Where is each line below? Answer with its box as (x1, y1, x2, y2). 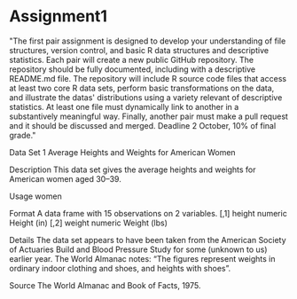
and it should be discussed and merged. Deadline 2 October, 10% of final (9, 120, 277, 130)
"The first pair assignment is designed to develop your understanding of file (9, 35, 286, 46)
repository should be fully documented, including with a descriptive (9, 64, 255, 75)
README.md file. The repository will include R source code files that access (9, 73, 286, 83)
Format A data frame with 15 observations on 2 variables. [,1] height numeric (9, 208, 288, 218)
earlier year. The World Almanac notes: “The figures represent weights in (9, 253, 276, 264)
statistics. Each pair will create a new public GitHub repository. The (9, 54, 254, 65)
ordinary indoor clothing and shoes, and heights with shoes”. (9, 263, 231, 273)
